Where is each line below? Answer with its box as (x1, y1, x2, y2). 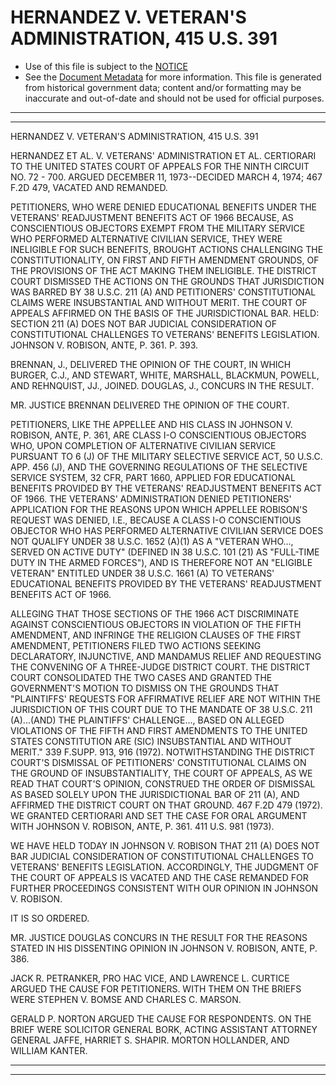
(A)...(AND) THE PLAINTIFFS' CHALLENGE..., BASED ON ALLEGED (10, 714, 285, 726)
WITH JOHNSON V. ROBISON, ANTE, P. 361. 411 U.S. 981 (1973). (10, 820, 275, 832)
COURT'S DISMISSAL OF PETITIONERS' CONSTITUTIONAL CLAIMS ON (10, 756, 307, 768)
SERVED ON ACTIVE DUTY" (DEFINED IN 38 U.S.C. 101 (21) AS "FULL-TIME (10, 546, 320, 558)
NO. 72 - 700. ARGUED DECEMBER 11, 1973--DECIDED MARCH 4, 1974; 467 (10, 171, 323, 183)
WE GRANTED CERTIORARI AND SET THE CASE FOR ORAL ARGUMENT (10, 809, 308, 821)
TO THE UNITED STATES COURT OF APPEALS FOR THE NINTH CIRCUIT (10, 160, 310, 172)
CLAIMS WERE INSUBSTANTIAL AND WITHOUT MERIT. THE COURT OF (10, 296, 308, 308)
